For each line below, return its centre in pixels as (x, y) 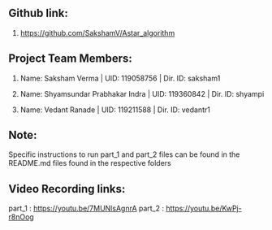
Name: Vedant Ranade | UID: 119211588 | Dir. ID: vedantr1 (115, 110)
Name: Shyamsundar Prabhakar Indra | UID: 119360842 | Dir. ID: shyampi (142, 93)
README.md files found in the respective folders (90, 163)
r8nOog (21, 217)
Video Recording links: (67, 189)
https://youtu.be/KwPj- (204, 208)
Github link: (39, 13)
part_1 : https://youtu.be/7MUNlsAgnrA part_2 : (86, 208)
